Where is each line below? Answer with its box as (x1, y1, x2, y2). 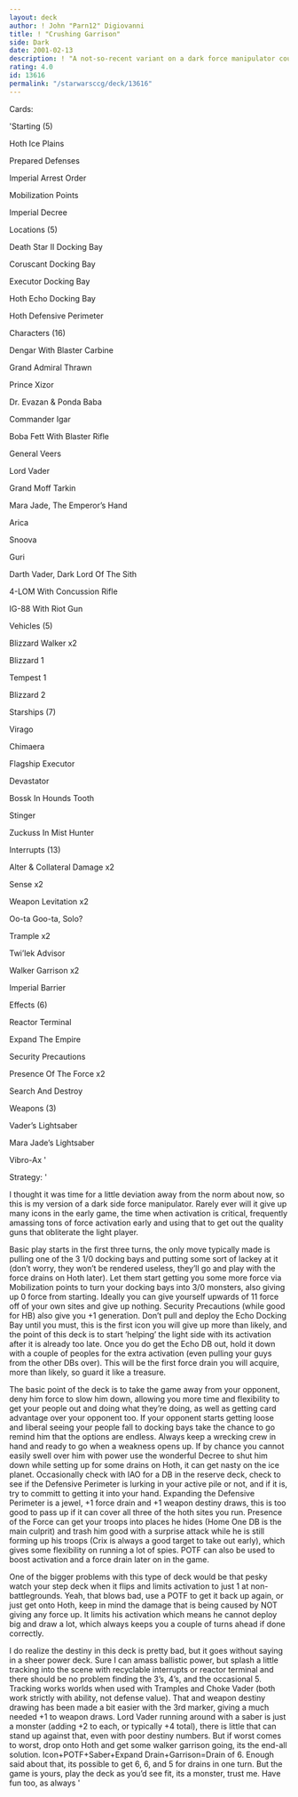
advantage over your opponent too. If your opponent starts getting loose (9, 1412, 275, 1423)
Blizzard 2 (9, 689, 46, 700)
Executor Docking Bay (9, 276, 90, 286)
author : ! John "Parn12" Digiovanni (9, 21, 145, 30)
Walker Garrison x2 (9, 965, 80, 975)
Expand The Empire (9, 1033, 82, 1045)
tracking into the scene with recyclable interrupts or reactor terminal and (9, 1664, 274, 1674)
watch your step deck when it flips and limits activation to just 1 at (9, 1580, 249, 1592)
